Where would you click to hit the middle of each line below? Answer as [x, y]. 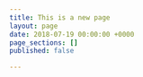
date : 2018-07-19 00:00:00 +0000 [72, 34]
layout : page [34, 26]
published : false [42, 51]
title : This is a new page [60, 17]
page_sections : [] [44, 43]
